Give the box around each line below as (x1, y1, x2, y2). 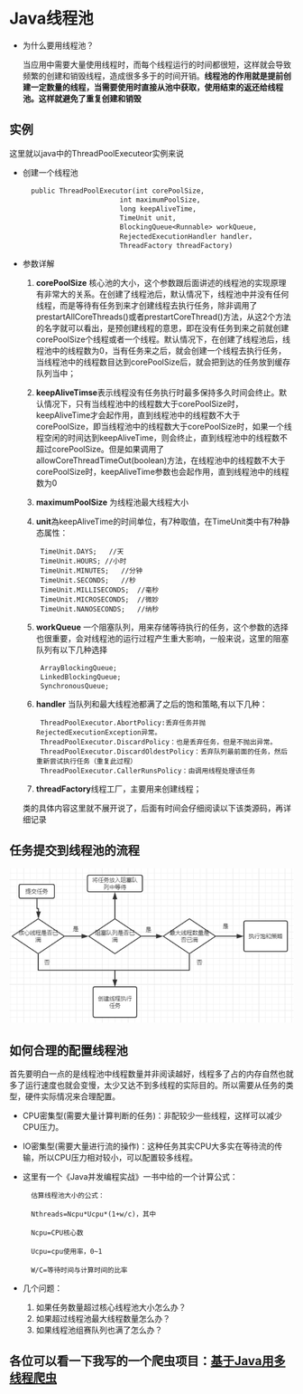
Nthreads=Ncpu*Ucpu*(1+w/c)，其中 (31, 1209, 156, 1219)
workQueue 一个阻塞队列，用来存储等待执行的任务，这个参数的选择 (35, 621, 289, 632)
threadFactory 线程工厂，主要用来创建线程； (35, 783, 202, 794)
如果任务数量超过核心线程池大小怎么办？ (35, 1302, 187, 1313)
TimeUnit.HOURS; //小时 (40, 556, 127, 565)
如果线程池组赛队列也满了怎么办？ (35, 1324, 163, 1335)
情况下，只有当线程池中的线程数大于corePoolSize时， (43, 398, 243, 409)
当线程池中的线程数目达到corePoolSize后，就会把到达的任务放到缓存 (35, 356, 291, 367)
